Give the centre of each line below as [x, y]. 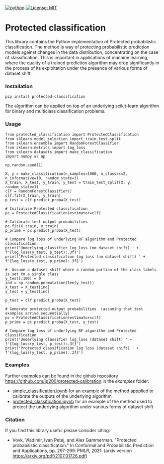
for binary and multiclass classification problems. [55, 111]
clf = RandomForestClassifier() [39, 191]
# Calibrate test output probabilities [46, 222]
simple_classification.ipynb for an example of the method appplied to [83, 391]
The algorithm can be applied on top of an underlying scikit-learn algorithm [82, 106]
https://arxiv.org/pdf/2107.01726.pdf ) [50, 456]
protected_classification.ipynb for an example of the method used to [82, 401]
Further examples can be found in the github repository [62, 376]
